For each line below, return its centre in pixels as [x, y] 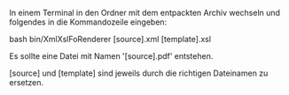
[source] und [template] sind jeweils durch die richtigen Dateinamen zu [139, 73]
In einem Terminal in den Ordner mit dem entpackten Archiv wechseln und [145, 13]
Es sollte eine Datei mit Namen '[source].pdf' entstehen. [111, 56]
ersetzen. [27, 82]
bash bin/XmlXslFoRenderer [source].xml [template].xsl [110, 39]
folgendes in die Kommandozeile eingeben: [88, 22]
